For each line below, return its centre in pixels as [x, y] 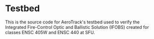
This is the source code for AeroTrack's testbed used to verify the [73, 22]
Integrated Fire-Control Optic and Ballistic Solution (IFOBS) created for [77, 27]
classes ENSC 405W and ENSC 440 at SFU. [50, 32]
